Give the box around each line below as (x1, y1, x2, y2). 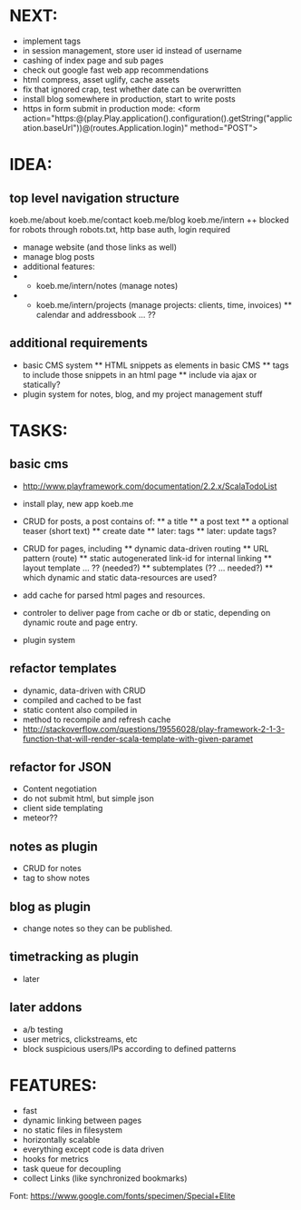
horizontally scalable (22, 1134, 101, 1145)
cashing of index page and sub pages (22, 55, 164, 65)
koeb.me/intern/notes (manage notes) (35, 280, 179, 291)
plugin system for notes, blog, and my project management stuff (22, 388, 263, 400)
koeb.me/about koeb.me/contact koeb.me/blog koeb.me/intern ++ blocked (9, 214, 290, 225)
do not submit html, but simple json (22, 793, 154, 804)
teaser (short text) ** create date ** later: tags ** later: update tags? (22, 525, 277, 536)
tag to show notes (22, 873, 91, 884)
